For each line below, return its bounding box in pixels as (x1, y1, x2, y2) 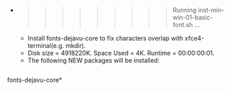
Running (172, 6, 197, 14)
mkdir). (65, 42, 86, 49)
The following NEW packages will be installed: (27, 56, 160, 65)
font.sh (172, 21, 193, 28)
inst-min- (197, 6, 225, 14)
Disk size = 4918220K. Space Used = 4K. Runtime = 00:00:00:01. (27, 49, 215, 57)
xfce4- (185, 34, 205, 42)
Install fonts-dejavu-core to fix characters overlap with (27, 34, 184, 42)
